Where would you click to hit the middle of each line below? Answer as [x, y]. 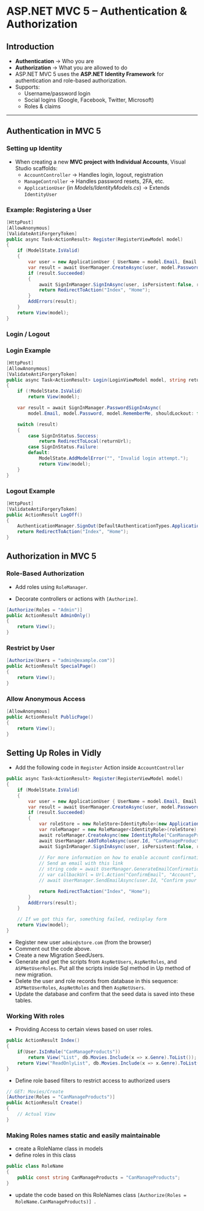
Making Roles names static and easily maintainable [83, 1135]
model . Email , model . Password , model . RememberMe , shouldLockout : [111, 413]
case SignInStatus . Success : [63, 436]
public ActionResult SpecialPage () [51, 666]
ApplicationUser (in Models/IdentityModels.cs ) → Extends [97, 187]
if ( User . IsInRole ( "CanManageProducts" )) [69, 1052]
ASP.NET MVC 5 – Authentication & [97, 11]
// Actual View [36, 1114]
